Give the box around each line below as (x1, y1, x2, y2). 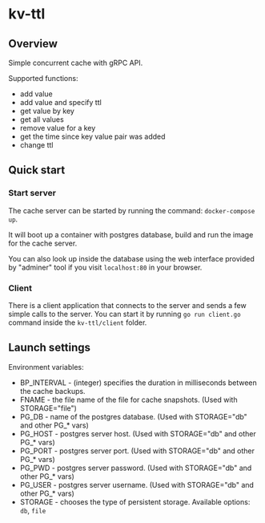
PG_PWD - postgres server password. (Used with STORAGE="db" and (19, 463, 252, 472)
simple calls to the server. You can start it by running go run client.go (8, 309, 242, 318)
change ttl (19, 140, 54, 149)
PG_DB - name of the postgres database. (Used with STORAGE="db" (19, 412, 248, 421)
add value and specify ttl (19, 98, 102, 107)
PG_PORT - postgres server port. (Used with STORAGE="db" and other (19, 446, 255, 456)
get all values (19, 115, 64, 124)
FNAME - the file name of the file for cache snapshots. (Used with (19, 395, 238, 404)
